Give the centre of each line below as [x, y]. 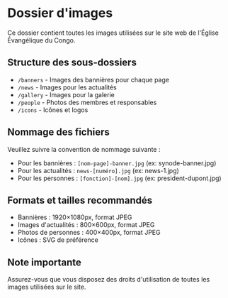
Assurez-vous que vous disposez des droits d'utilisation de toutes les [109, 280]
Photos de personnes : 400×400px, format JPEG [89, 233]
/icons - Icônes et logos [53, 110]
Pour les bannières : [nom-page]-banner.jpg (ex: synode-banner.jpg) [117, 163]
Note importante [44, 262]
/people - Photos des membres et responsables [87, 102]
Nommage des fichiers [58, 132]
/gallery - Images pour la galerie [66, 94]
